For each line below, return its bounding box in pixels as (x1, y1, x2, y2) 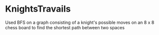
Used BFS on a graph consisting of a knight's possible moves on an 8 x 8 (5, 19, 155, 25)
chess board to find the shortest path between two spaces (5, 24, 125, 30)
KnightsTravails (5, 3, 71, 15)
